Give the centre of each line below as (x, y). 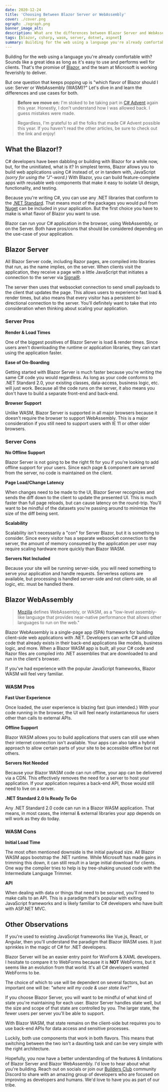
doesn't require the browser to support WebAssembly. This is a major (77, 418)
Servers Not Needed (27, 763)
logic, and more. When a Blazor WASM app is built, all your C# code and (79, 648)
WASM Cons (21, 832)
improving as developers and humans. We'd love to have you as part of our (82, 1080)
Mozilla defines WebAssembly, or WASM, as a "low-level (76, 612)
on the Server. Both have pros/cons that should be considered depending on (84, 229)
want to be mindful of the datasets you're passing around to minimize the (80, 508)
